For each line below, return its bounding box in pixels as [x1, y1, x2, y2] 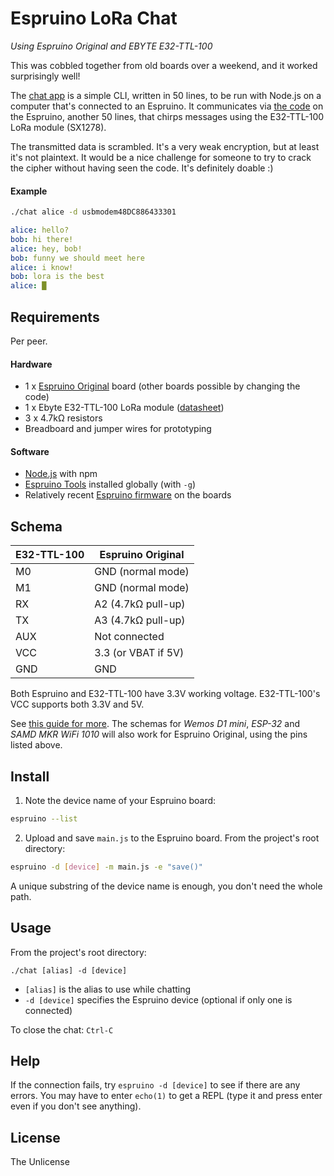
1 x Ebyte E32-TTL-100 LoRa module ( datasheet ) [24, 402, 225, 414]
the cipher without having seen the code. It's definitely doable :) [10, 162, 274, 174]
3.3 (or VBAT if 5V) [94, 646, 185, 660]
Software [10, 445, 50, 457]
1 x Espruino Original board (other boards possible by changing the [24, 380, 301, 392]
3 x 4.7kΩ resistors [24, 412, 103, 424]
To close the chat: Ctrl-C [10, 1023, 114, 1036]
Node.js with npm [24, 468, 98, 480]
